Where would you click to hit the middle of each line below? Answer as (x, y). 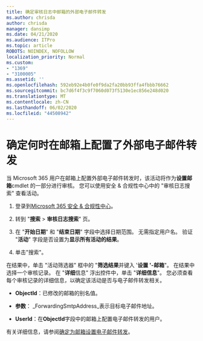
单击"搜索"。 (31, 253)
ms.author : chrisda (31, 18)
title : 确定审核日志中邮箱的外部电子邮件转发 (56, 12)
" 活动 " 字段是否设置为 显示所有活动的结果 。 (69, 239)
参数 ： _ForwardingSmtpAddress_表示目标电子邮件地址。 (86, 306)
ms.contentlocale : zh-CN (37, 102)
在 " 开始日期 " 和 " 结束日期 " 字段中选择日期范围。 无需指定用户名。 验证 (104, 232)
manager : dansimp (28, 29)
